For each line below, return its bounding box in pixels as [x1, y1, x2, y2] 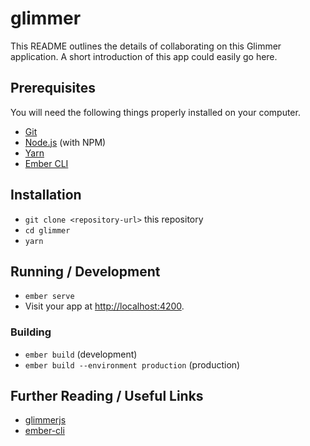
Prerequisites [10, 80, 96, 97]
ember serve [24, 292, 75, 302]
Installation [10, 187, 82, 204]
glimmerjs [24, 414, 67, 426]
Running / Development [10, 263, 161, 280]
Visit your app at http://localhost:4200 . [24, 300, 185, 312]
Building [10, 325, 52, 339]
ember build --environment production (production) [24, 358, 241, 371]
